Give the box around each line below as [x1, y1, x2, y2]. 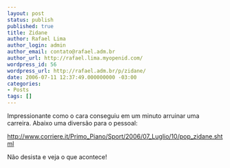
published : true [7, 23, 54, 29]
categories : [7, 80, 41, 87]
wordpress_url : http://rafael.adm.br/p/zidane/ [7, 67, 147, 74]
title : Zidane [7, 29, 48, 36]
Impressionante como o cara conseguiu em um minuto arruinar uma [7, 112, 200, 120]
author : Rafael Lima [7, 36, 67, 43]
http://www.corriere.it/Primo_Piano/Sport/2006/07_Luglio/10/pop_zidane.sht [7, 132, 223, 141]
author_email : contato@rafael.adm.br [7, 49, 116, 56]
